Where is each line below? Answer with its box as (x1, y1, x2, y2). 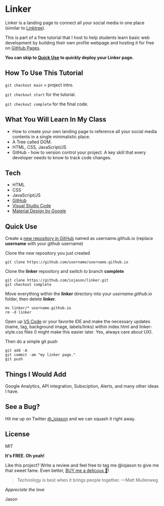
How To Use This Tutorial (5, 69, 83, 77)
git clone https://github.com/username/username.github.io (5, 260, 129, 265)
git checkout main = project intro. (5, 82, 74, 88)
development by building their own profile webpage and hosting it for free (5, 39, 155, 45)
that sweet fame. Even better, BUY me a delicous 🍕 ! (5, 467, 109, 473)
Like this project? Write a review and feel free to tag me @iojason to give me (5, 462, 159, 468)
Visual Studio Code (12, 203, 52, 209)
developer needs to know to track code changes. (12, 154, 112, 161)
